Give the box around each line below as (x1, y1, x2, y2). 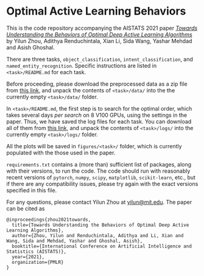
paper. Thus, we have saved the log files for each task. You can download (6, 117, 192, 125)
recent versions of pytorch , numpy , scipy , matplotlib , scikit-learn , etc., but (6, 173, 196, 181)
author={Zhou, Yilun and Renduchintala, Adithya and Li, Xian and (12, 232, 184, 238)
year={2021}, (12, 254, 45, 260)
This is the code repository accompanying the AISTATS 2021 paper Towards (6, 24, 198, 32)
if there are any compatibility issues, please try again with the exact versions (6, 180, 199, 187)
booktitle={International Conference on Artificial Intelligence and (12, 243, 192, 249)
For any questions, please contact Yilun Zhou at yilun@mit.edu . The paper (6, 198, 192, 205)
